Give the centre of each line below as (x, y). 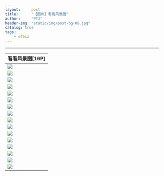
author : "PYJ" (24, 18)
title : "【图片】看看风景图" (37, 14)
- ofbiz (21, 37)
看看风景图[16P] (26, 58)
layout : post (23, 9)
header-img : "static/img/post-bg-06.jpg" (48, 23)
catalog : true (20, 28)
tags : (10, 32)
